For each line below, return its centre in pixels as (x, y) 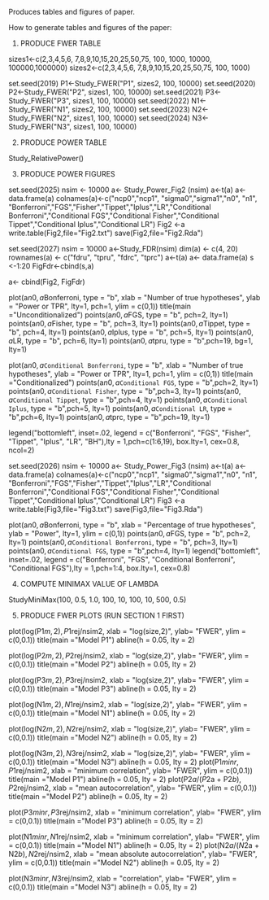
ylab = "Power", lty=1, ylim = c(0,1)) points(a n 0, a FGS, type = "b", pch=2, (129, 533)
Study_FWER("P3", (40, 100)
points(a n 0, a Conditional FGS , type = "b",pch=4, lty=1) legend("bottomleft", (134, 551)
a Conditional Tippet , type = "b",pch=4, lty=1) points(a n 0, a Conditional (128, 400)
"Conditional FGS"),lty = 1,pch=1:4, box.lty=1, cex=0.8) (100, 568)
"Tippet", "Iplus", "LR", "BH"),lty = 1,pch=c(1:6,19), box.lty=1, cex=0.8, (124, 441)
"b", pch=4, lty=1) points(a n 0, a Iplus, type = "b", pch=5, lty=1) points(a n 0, (131, 332)
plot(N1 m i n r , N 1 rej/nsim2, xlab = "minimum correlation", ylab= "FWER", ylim (134, 837)
